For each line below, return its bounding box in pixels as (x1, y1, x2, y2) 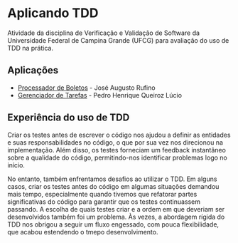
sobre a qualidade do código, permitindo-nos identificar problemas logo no (7, 153, 227, 162)
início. (7, 160, 25, 169)
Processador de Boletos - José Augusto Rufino (17, 83, 156, 92)
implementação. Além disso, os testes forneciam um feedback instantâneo (7, 145, 226, 154)
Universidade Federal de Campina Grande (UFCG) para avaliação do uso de (7, 36, 229, 44)
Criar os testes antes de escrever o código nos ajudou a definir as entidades (7, 130, 231, 139)
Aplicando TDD (7, 5, 99, 21)
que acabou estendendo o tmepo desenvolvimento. (7, 227, 158, 236)
